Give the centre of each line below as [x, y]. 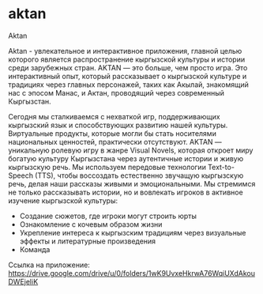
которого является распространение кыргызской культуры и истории [127, 59]
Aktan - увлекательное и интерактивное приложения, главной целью [125, 51]
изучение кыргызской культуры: [63, 200]
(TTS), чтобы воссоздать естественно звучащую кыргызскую [139, 175]
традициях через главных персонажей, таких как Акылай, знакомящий [128, 85]
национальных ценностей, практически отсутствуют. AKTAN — [115, 141]
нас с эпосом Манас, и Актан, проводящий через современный [116, 92]
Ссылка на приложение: [49, 265]
